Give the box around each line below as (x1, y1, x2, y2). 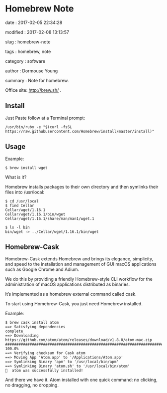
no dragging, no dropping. (5, 382, 59, 388)
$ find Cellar (5, 203, 35, 208)
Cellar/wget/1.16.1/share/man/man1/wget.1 (5, 216, 94, 221)
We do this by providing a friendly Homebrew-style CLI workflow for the (5, 276, 153, 282)
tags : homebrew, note (5, 48, 51, 54)
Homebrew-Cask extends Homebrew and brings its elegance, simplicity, (5, 256, 154, 262)
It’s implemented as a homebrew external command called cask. (5, 291, 137, 297)
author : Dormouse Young (5, 68, 58, 74)
